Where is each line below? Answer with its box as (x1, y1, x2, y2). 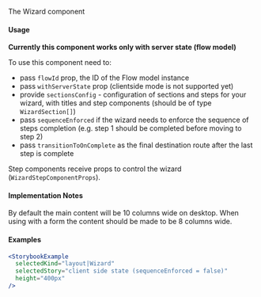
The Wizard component (8, 7, 85, 16)
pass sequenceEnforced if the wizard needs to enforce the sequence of (19, 115, 249, 125)
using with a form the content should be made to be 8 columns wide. (8, 217, 233, 227)
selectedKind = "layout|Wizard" (15, 260, 115, 268)
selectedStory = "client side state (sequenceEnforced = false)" (15, 267, 228, 276)
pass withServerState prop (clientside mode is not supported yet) (19, 82, 234, 91)
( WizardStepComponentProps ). (8, 173, 101, 182)
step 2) (19, 132, 43, 142)
